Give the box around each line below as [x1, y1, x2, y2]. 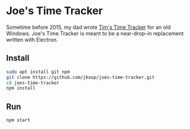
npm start [6, 117, 31, 123]
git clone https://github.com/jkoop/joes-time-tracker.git [6, 74, 155, 80]
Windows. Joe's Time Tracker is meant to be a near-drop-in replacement [6, 29, 184, 37]
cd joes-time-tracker [6, 80, 60, 86]
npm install [6, 85, 36, 91]
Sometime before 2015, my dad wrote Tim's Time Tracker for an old [6, 24, 171, 31]
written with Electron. [6, 36, 58, 43]
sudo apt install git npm [6, 69, 70, 75]
